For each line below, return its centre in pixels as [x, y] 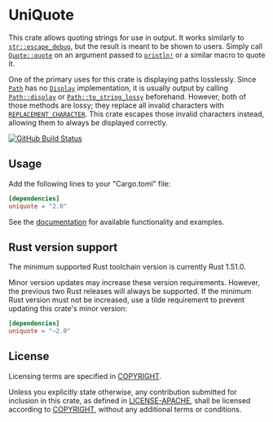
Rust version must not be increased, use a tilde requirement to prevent [127, 300]
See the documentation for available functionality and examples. [117, 222]
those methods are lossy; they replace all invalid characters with [116, 105]
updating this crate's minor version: [68, 309]
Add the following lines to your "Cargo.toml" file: [90, 183]
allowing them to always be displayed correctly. [88, 122]
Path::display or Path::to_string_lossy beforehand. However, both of [128, 96]
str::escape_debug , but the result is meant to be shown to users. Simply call [136, 46]
